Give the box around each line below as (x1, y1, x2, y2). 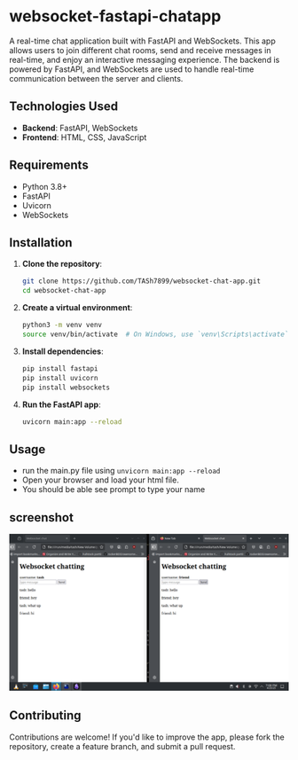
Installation (9, 235, 73, 250)
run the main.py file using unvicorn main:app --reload (21, 466, 221, 476)
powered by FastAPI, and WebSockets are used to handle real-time (9, 64, 255, 74)
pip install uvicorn (21, 373, 98, 382)
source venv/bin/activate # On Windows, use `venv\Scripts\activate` (21, 330, 289, 339)
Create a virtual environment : (21, 302, 133, 313)
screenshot (9, 510, 74, 525)
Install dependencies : (21, 346, 104, 356)
